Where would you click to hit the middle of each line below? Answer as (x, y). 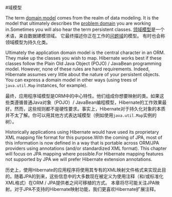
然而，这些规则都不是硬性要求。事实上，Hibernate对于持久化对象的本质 (90, 109)
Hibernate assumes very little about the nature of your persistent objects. (83, 74)
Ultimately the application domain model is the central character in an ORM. (85, 52)
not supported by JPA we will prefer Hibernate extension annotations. (79, 159)
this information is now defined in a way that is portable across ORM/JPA (82, 143)
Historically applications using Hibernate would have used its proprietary (82, 132)
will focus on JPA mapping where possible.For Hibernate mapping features (84, 154)
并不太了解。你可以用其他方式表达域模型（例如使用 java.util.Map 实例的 (81, 115)
